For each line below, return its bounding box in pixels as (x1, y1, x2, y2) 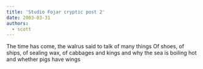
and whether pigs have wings (6, 56, 81, 63)
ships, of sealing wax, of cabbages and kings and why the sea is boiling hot (6, 49, 197, 57)
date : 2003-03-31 (6, 15, 51, 21)
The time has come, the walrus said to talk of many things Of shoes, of (6, 43, 185, 50)
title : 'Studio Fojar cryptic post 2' (6, 9, 105, 15)
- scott (12, 26, 32, 32)
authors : (6, 20, 29, 26)
